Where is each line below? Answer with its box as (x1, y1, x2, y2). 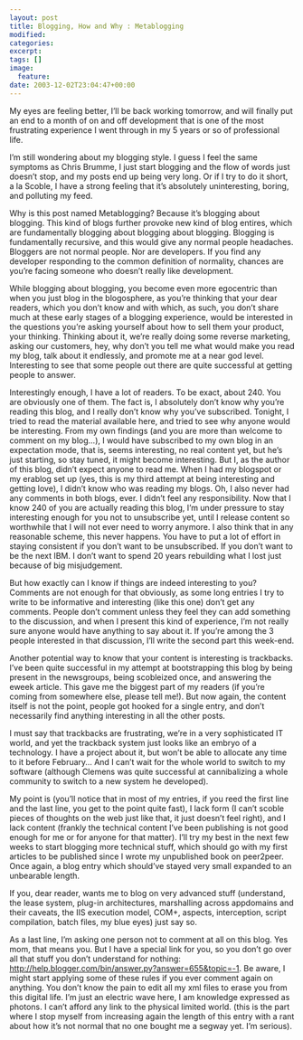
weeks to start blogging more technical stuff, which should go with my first (9, 841, 288, 852)
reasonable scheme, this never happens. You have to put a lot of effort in (9, 531, 281, 542)
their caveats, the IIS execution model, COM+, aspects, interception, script (9, 906, 287, 918)
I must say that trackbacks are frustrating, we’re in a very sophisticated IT (9, 727, 284, 738)
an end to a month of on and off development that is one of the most (9, 115, 264, 126)
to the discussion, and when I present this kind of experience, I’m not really (9, 616, 289, 627)
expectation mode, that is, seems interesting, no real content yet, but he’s (9, 444, 283, 455)
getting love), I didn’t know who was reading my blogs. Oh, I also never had (9, 483, 289, 494)
